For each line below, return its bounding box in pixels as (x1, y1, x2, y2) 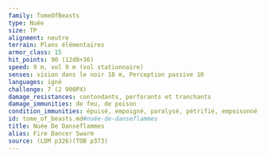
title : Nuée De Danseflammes (8, 122, 105, 130)
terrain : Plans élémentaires (8, 41, 105, 49)
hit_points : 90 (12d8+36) (8, 56, 94, 64)
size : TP (8, 26, 37, 34)
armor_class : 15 (8, 48, 62, 56)
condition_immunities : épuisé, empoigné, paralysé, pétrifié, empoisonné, (8, 108, 261, 116)
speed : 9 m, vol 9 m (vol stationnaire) (8, 63, 145, 71)
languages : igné (8, 78, 62, 86)
